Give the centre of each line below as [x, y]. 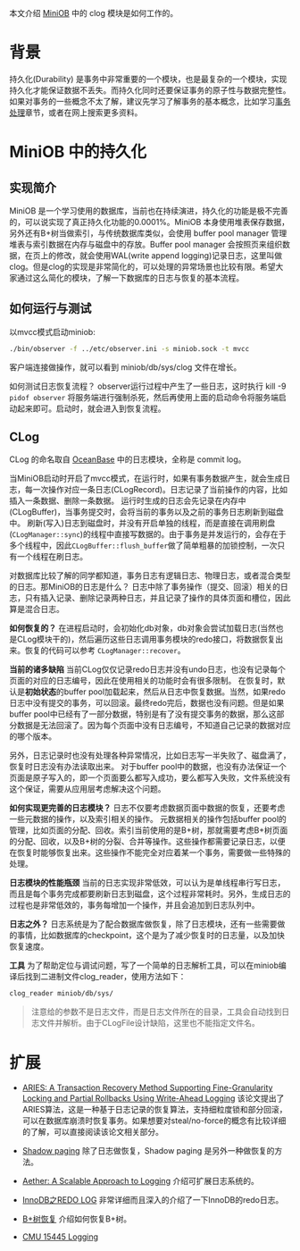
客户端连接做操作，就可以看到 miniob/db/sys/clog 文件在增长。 [125, 367]
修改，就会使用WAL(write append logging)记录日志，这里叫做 [169, 255]
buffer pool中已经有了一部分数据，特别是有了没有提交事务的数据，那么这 [143, 714]
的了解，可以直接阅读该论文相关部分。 [92, 1132]
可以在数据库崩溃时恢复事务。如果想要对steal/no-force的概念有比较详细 [154, 1121]
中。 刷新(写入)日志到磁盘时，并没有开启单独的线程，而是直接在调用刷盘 [142, 523]
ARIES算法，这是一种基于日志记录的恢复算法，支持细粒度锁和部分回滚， [154, 1110]
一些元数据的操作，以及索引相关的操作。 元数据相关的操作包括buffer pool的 [148, 819]
